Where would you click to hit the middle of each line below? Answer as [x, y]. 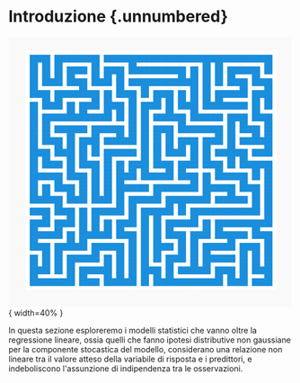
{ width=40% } [36, 313]
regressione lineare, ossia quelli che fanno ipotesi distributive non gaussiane [150, 340]
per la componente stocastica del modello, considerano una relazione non [146, 349]
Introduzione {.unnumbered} [118, 17]
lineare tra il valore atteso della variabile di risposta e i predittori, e [130, 359]
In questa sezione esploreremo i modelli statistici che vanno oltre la [133, 330]
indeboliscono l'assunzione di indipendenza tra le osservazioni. [126, 368]
